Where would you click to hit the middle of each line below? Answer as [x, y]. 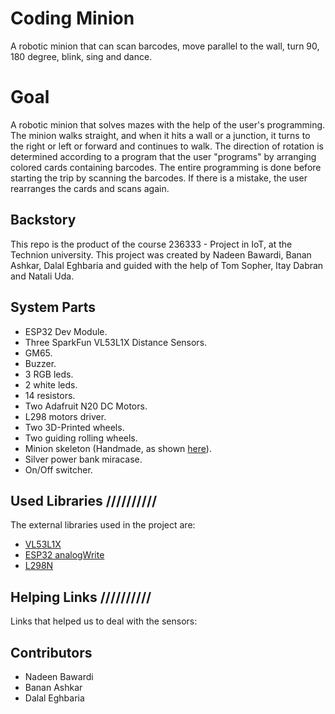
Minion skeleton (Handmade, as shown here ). [118, 448]
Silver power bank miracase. [83, 459]
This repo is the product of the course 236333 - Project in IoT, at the [151, 244]
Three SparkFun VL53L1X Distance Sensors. [116, 342]
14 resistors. [50, 395]
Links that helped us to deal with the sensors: [104, 621]
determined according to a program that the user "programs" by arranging [163, 156]
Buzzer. [40, 363]
